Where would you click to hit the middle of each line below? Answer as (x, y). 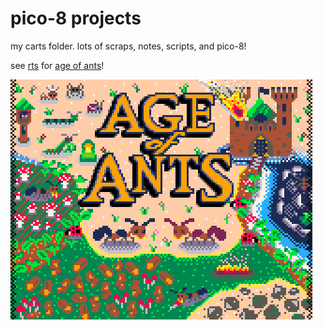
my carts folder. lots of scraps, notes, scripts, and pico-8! (128, 46)
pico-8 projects (76, 18)
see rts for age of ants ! (57, 65)
